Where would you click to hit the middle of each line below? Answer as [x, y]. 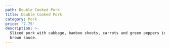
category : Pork [21, 19]
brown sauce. [24, 38]
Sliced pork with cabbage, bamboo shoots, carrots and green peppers [84, 33]
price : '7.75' [20, 24]
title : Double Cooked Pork [34, 14]
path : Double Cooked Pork [32, 10]
